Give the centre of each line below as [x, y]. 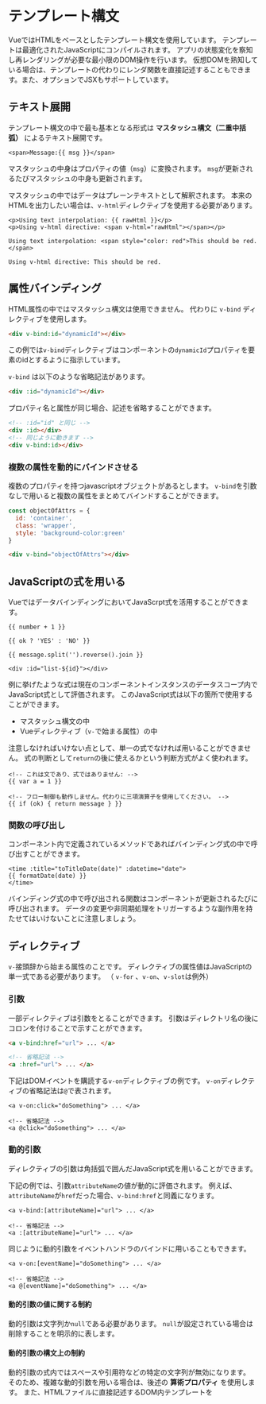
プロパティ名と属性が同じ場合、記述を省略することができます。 [112, 408]
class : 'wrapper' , [46, 525]
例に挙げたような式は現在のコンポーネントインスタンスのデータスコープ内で [133, 685]
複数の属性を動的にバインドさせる [73, 467]
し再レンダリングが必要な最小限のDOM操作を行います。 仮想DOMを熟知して [133, 60]
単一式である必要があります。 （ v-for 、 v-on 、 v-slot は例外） [110, 977]
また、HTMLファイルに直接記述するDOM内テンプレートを [118, 1392]
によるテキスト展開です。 [65, 137]
